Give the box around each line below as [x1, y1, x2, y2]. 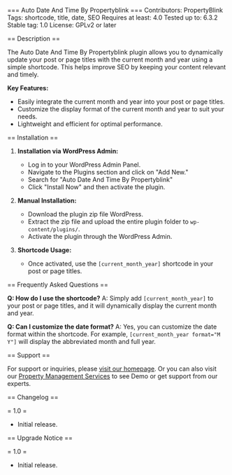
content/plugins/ [27, 226, 79, 233]
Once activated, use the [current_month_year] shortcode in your [27, 259, 214, 268]
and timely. [7, 70, 39, 78]
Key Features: [7, 84, 49, 92]
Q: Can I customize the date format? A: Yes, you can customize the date [7, 322, 217, 331]
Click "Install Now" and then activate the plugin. [27, 183, 166, 191]
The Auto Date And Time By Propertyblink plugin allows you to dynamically [7, 48, 224, 56]
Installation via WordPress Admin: [17, 147, 119, 155]
